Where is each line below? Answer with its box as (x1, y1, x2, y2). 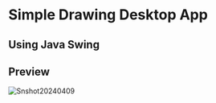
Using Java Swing (8, 38, 100, 51)
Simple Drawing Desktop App (8, 6, 209, 24)
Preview (8, 64, 51, 78)
